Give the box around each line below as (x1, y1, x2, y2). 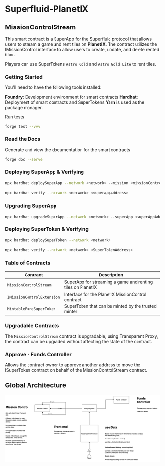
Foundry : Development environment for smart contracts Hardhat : (5, 94, 138, 100)
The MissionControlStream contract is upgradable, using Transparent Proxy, (5, 333, 158, 339)
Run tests (5, 114, 25, 120)
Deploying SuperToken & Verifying (5, 226, 89, 233)
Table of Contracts (5, 259, 51, 266)
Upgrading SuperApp (5, 202, 57, 209)
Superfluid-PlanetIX (5, 3, 89, 15)
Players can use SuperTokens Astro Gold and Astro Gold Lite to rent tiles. (5, 61, 156, 67)
